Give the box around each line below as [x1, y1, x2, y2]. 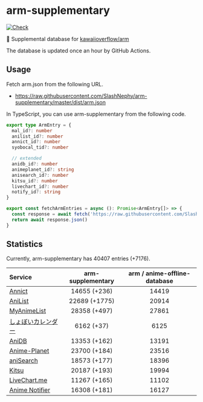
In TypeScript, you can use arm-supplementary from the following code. [6, 110, 186, 118]
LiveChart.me [9, 376, 48, 384]
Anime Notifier [9, 386, 50, 394]
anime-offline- [145, 269, 191, 278]
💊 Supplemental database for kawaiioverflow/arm [6, 35, 129, 42]
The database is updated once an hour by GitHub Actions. [6, 46, 151, 54]
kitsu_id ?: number [11, 177, 59, 184]
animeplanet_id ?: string [11, 167, 74, 173]
